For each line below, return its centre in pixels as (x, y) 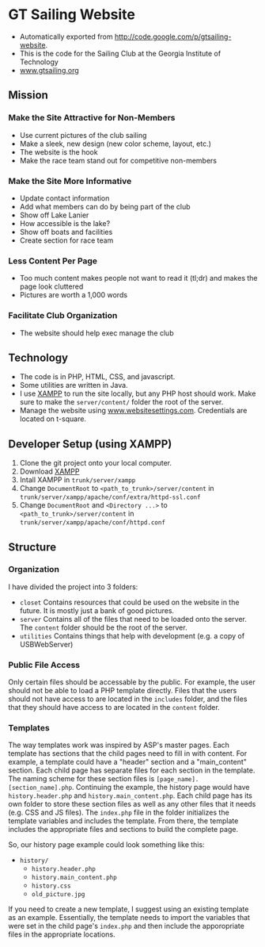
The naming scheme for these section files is (81, 779)
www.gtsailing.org (49, 70)
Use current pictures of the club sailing (83, 135)
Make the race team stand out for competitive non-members (118, 160)
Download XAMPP (49, 472)
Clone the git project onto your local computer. (96, 463)
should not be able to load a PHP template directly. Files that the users (123, 691)
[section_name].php (40, 788)
